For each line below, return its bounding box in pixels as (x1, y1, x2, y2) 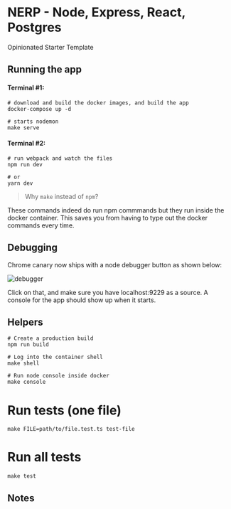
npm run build (7, 341, 50, 348)
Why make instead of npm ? (24, 192, 99, 200)
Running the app (7, 63, 82, 75)
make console (7, 378, 46, 386)
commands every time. (7, 221, 75, 230)
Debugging (7, 242, 58, 254)
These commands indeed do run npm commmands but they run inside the (7, 205, 225, 214)
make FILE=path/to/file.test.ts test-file (7, 426, 135, 433)
